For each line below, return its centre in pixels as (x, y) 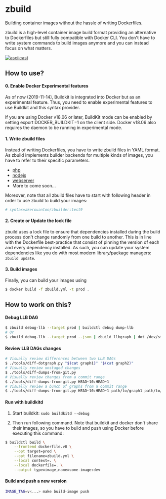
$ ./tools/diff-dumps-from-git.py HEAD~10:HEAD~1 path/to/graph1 (74, 391)
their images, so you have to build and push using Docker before (78, 428)
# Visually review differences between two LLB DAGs (61, 359)
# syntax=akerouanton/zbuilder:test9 (44, 209)
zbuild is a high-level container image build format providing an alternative (81, 32)
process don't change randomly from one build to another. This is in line (78, 237)
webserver (23, 180)
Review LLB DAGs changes (33, 348)
